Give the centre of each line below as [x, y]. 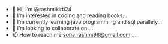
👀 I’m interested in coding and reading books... [70, 15]
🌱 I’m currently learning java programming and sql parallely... [87, 22]
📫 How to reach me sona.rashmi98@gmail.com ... [74, 35]
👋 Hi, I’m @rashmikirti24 [42, 9]
